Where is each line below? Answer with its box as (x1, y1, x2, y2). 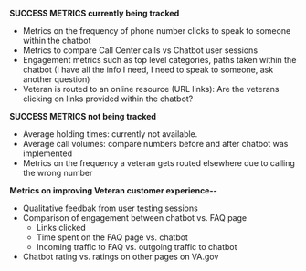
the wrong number (22, 168, 93, 178)
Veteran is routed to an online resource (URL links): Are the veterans (22, 84, 280, 94)
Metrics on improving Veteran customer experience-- (9, 185, 217, 195)
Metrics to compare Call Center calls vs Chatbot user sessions (22, 45, 259, 56)
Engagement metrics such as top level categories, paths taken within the (22, 55, 297, 65)
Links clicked (36, 223, 87, 233)
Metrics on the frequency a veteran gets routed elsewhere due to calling (22, 158, 295, 168)
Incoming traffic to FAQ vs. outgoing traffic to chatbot (36, 242, 237, 252)
